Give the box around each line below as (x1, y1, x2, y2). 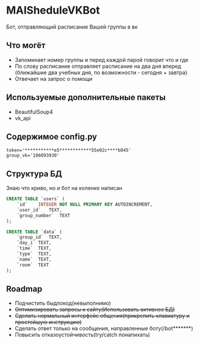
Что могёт (6, 40, 46, 51)
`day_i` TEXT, (17, 240, 52, 246)
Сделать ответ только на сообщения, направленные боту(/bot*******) (14, 325, 193, 332)
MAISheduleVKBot (6, 4, 100, 17)
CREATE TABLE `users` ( (6, 196, 65, 202)
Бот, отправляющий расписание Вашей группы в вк (6, 23, 138, 30)
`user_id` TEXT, (17, 207, 62, 213)
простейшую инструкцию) (14, 318, 82, 326)
